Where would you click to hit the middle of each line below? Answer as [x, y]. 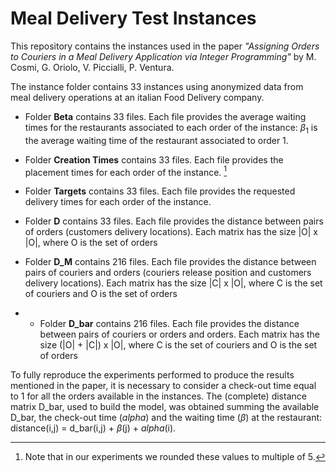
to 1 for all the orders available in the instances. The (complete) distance [158, 396]
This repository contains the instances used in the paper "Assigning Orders [165, 46]
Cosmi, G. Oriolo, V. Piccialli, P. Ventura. [92, 67]
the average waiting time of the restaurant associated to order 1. [156, 140]
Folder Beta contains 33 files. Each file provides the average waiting [165, 116]
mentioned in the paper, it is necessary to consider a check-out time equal [163, 386]
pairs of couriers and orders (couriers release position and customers [168, 273]
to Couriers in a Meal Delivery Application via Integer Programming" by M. [163, 56]
